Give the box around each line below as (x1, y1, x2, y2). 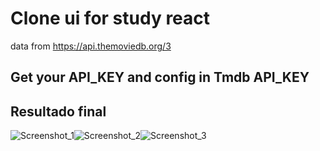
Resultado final (10, 103, 107, 120)
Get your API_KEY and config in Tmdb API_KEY (10, 69, 310, 86)
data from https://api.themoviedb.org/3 (10, 40, 172, 52)
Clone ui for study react (10, 7, 211, 30)
